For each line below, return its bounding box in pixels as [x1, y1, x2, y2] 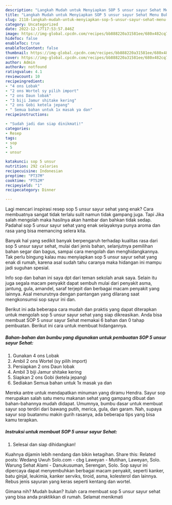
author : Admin [5, 60, 36, 65]
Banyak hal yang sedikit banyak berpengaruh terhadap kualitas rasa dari [5, 238, 158, 244]
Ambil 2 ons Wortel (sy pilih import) [12, 358, 88, 364]
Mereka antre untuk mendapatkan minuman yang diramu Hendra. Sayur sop [5, 389, 165, 396]
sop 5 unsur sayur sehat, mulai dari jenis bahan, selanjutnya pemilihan [5, 243, 153, 249]
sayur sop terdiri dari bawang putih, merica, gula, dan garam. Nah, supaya [5, 406, 162, 412]
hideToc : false [5, 36, 38, 41]
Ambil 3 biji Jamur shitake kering [12, 369, 82, 375]
